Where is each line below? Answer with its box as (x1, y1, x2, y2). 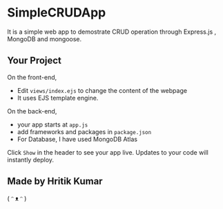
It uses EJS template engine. (17, 93, 99, 102)
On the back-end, (7, 107, 57, 115)
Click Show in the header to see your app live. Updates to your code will (7, 148, 209, 156)
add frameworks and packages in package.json (17, 127, 152, 135)
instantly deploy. (7, 155, 54, 164)
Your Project (7, 55, 62, 67)
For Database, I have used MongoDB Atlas (17, 135, 138, 143)
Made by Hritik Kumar (7, 175, 103, 187)
